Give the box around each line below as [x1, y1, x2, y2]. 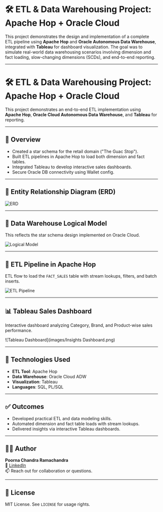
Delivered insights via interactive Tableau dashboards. [12, 426, 120, 432]
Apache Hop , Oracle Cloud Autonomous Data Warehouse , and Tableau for [5, 111, 158, 117]
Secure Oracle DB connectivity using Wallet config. [12, 169, 114, 175]
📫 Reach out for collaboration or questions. [5, 468, 93, 474]
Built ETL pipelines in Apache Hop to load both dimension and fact [12, 154, 145, 159]
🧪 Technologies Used [5, 355, 70, 364]
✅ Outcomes [5, 403, 45, 411]
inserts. [5, 278, 20, 284]
